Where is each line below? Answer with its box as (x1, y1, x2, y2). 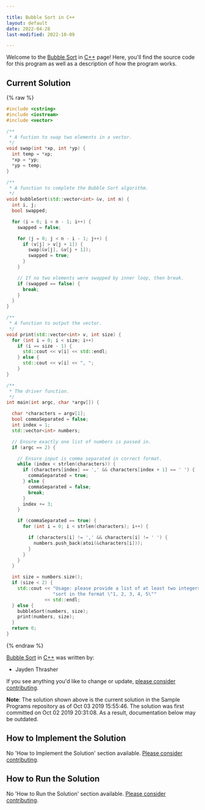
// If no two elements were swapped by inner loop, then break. (17, 275, 184, 281)
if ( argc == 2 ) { (12, 444, 56, 451)
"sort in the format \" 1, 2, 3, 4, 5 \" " (52, 591, 157, 597)
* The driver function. (9, 388, 70, 394)
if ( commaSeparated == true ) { (17, 518, 97, 524)
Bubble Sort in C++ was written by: (6, 653, 95, 661)
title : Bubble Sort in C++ (6, 14, 75, 20)
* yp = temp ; (12, 162, 43, 168)
